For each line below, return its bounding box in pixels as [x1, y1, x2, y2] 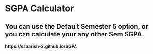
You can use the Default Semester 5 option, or [5, 22, 149, 31]
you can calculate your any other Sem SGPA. [5, 30, 145, 38]
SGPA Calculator [5, 3, 74, 14]
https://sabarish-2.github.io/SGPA [5, 43, 77, 49]
